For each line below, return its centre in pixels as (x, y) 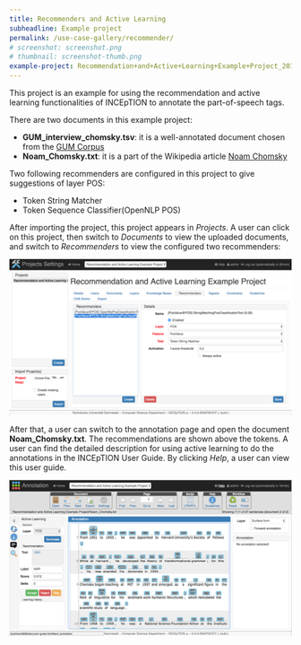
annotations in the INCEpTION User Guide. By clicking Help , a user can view (149, 458)
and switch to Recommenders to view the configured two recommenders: (145, 246)
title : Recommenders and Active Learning (88, 19)
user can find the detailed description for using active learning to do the (142, 448)
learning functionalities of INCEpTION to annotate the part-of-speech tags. (147, 102)
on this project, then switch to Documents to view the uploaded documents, (149, 237)
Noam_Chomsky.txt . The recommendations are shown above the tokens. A (149, 439)
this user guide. (38, 467)
